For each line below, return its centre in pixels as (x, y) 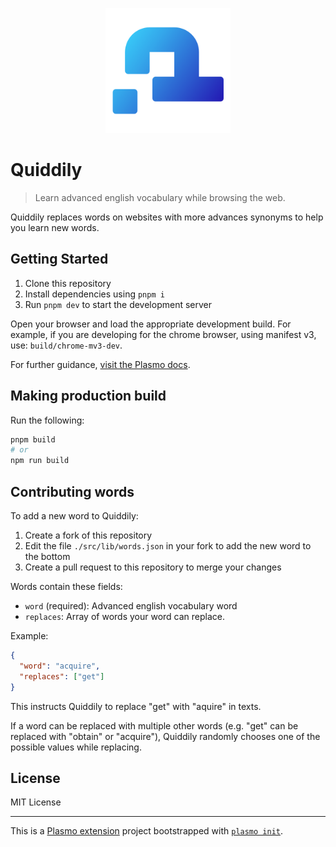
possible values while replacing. (76, 747)
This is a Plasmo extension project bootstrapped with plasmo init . (147, 831)
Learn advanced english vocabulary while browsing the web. (160, 197)
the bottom (47, 556)
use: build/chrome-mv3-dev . (66, 345)
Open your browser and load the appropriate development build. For (151, 324)
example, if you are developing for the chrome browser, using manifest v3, (163, 334)
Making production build (88, 396)
